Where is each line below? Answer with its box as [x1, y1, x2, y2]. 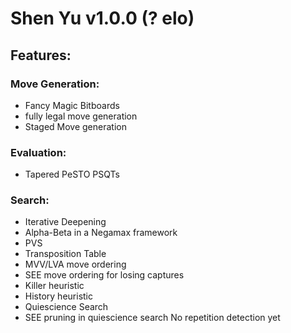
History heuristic [24, 290, 93, 302]
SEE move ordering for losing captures [24, 269, 185, 281]
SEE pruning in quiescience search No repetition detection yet [24, 312, 281, 324]
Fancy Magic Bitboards [24, 99, 120, 111]
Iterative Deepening [24, 216, 107, 228]
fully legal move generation [24, 110, 138, 122]
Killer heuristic [24, 280, 85, 292]
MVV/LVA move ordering [24, 258, 127, 271]
